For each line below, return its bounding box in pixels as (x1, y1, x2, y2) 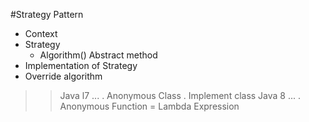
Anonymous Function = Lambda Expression (59, 100, 240, 112)
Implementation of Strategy (24, 60, 138, 71)
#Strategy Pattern (10, 9, 84, 20)
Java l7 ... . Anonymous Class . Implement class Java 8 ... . (59, 90, 302, 101)
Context (24, 28, 58, 39)
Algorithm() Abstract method (39, 49, 158, 61)
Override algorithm (24, 70, 103, 82)
